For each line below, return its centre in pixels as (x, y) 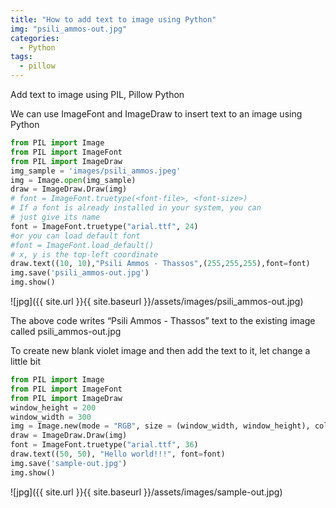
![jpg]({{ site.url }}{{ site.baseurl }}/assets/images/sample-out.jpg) (146, 492)
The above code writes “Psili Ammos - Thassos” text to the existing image (163, 320)
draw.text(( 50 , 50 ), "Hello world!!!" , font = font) (118, 454)
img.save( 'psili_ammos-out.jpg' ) (80, 273)
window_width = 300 (51, 417)
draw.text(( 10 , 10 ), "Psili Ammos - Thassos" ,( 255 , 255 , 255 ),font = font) (160, 264)
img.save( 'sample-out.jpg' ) (69, 463)
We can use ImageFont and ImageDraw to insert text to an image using (156, 114)
